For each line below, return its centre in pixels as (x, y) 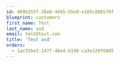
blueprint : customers (33, 17)
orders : (16, 46)
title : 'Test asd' (29, 40)
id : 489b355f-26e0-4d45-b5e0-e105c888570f (60, 12)
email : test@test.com (33, 34)
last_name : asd (25, 28)
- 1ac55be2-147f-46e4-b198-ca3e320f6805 (63, 51)
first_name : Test (28, 23)
